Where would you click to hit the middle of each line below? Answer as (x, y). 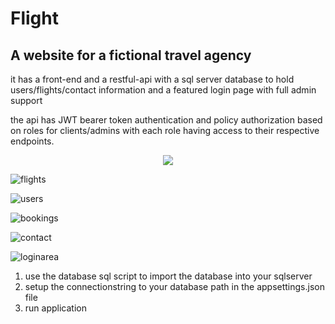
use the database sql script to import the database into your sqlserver (168, 276)
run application (55, 308)
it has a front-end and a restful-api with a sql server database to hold (152, 79)
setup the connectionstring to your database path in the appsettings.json (174, 286)
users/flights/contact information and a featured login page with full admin (163, 90)
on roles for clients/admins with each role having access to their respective (165, 130)
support (26, 100)
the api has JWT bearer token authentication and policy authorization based (166, 120)
